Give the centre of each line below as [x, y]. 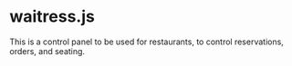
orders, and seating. [47, 51]
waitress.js [52, 17]
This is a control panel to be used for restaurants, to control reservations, [147, 42]
